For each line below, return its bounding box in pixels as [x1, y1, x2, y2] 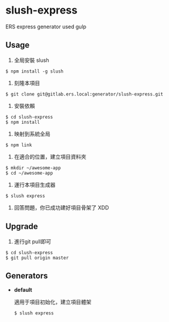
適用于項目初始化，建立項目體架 [13, 298, 92, 305]
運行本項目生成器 [13, 181, 56, 188]
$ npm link [5, 142, 32, 148]
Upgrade [5, 222, 39, 232]
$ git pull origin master [5, 255, 69, 261]
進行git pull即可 [13, 238, 51, 245]
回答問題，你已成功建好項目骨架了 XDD [13, 204, 109, 211]
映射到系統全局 [13, 130, 50, 137]
